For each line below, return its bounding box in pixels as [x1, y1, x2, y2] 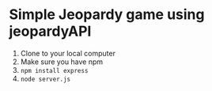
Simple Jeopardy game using [9, 6, 205, 24]
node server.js [20, 75, 71, 83]
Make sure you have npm [20, 57, 104, 66]
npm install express [20, 66, 89, 74]
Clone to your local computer [20, 48, 115, 58]
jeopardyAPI [9, 22, 92, 40]
